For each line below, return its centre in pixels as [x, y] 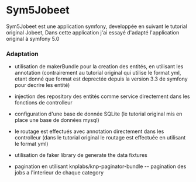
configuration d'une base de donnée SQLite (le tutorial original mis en [98, 114]
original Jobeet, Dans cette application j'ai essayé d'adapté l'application [93, 32]
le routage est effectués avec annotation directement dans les [89, 131]
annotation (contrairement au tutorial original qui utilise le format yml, [98, 73]
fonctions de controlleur [44, 103]
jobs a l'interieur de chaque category [59, 173]
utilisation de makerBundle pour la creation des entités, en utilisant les [99, 66]
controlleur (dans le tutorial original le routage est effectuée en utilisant [100, 138]
